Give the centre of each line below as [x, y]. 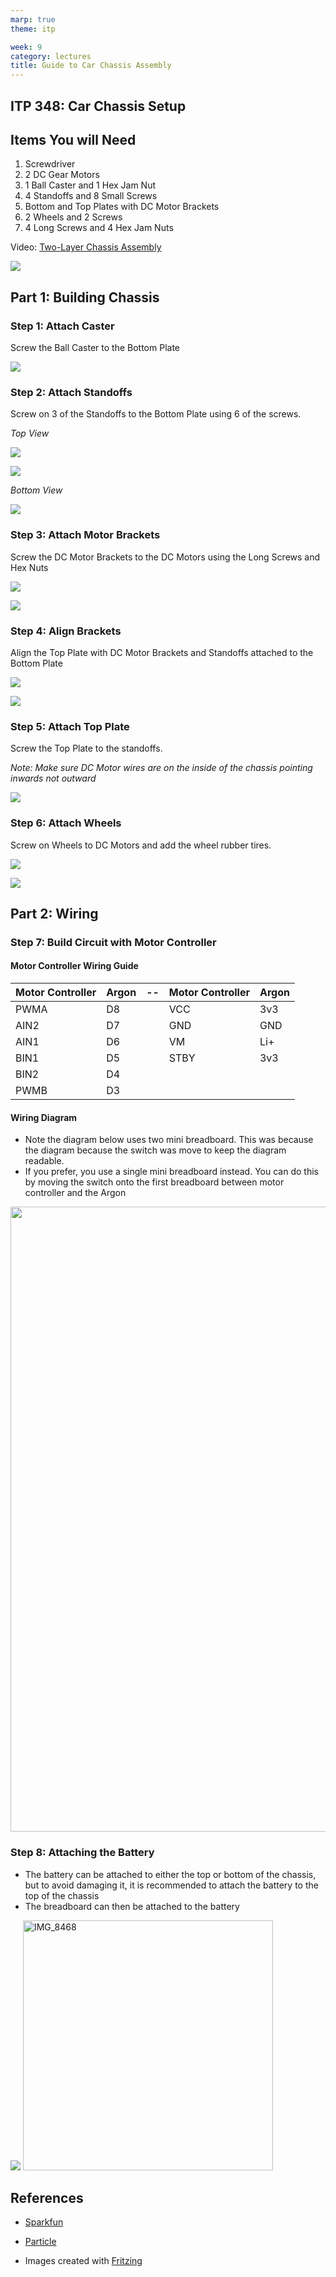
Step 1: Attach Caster [62, 326]
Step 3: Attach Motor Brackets [85, 535]
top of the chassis [62, 1895]
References [47, 2197]
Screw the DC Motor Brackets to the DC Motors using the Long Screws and [165, 557]
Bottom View [36, 490]
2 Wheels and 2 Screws [73, 217]
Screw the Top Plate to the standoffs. [86, 748]
